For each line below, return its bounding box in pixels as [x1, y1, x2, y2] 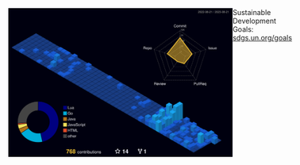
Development [233, 16, 276, 25]
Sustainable [233, 8, 271, 17]
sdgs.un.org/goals [233, 33, 292, 42]
